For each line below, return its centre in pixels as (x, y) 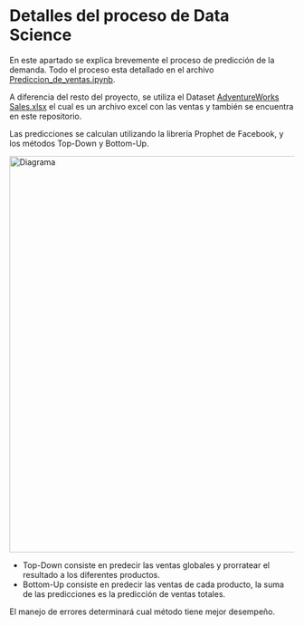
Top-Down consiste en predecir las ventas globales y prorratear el (146, 565)
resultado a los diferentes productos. (91, 574)
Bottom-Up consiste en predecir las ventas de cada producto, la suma (153, 584)
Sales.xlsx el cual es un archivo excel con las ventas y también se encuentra (152, 106)
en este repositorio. (46, 116)
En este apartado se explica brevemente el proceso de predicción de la (142, 60)
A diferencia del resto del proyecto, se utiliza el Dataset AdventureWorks (144, 97)
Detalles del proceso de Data (119, 16)
